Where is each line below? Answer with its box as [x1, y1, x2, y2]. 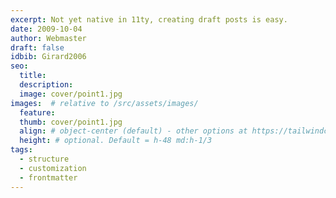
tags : [10, 145, 33, 155]
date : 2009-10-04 [10, 24, 83, 34]
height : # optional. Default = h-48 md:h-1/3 [19, 136, 213, 146]
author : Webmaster [10, 33, 87, 43]
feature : [19, 107, 56, 118]
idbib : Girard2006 [10, 52, 87, 62]
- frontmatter [19, 172, 78, 183]
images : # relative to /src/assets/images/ [10, 98, 199, 108]
